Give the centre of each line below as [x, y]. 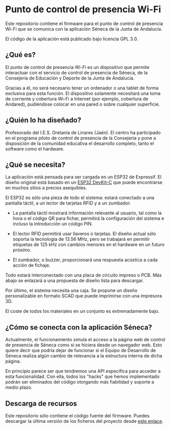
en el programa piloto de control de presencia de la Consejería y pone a [81, 138]
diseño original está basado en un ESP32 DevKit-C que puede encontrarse [84, 183]
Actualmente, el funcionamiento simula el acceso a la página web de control [86, 340]
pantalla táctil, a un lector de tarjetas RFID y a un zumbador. [68, 203]
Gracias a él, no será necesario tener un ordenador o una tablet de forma [82, 88]
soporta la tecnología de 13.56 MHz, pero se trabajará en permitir [81, 239]
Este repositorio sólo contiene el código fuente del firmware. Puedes [77, 416]
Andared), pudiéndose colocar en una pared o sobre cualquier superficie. [83, 104]
